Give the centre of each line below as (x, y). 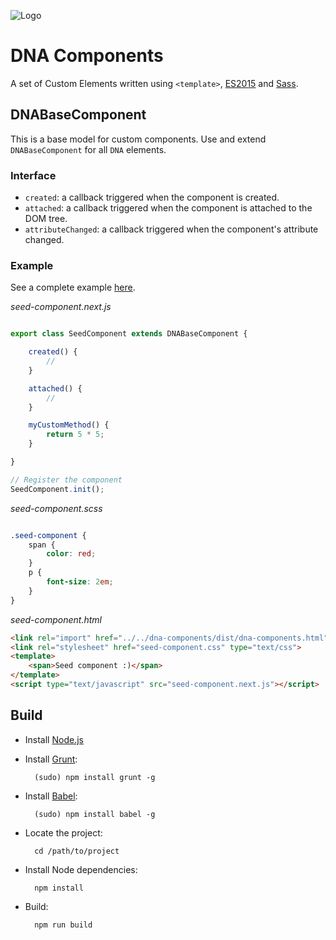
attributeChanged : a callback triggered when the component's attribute (171, 229)
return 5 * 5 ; (75, 435)
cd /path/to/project (77, 851)
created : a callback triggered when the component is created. (152, 197)
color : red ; (71, 554)
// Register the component (66, 480)
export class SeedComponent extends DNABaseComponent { (129, 334)
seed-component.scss (56, 508)
